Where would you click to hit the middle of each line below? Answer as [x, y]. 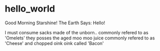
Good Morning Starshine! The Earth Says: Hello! [55, 23]
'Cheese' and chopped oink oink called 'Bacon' [54, 43]
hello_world [30, 9]
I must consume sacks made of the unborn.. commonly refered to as [77, 32]
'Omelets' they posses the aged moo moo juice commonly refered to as [80, 38]
